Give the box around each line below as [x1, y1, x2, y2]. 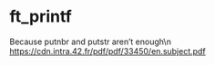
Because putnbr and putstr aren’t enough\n [9, 36, 171, 47]
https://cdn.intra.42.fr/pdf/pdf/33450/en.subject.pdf [9, 45, 207, 56]
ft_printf [9, 6, 73, 27]
